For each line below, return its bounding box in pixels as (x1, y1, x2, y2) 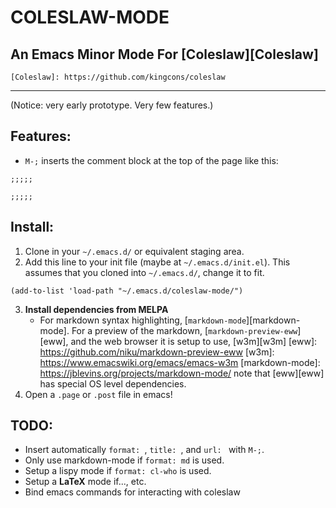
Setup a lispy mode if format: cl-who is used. (24, 465, 212, 477)
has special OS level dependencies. (39, 377, 187, 390)
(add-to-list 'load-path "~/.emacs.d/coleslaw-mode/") (10, 286, 244, 296)
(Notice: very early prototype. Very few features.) (10, 99, 214, 111)
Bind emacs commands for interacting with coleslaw (24, 486, 241, 498)
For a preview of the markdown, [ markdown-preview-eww (71, 324, 298, 336)
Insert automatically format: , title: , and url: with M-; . (24, 444, 265, 456)
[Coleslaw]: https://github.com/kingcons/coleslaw (10, 72, 226, 82)
